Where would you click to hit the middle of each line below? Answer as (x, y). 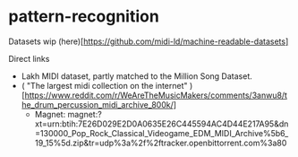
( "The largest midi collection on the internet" (105, 85)
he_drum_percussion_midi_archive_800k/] (98, 104)
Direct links (29, 58)
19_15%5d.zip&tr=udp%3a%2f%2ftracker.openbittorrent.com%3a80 (161, 143)
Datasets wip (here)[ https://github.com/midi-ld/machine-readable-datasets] (149, 41)
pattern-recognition (84, 17)
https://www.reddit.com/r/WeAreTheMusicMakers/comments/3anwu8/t (156, 95)
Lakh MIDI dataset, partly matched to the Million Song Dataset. (136, 76)
